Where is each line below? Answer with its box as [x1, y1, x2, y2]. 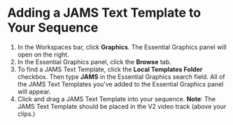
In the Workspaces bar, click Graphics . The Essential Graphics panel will [17, 43, 227, 51]
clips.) [17, 110, 36, 118]
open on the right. [17, 50, 69, 59]
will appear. [17, 87, 51, 96]
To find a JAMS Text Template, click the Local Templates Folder [17, 65, 203, 73]
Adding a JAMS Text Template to [7, 5, 202, 21]
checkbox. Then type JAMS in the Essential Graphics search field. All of [17, 72, 225, 81]
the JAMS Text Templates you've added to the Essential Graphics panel [17, 80, 224, 88]
